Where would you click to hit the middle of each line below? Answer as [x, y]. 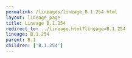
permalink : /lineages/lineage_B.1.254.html [62, 12]
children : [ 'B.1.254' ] [34, 46]
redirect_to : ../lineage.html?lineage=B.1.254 [66, 29]
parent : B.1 [21, 40]
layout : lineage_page [33, 18]
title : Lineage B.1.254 [36, 23]
